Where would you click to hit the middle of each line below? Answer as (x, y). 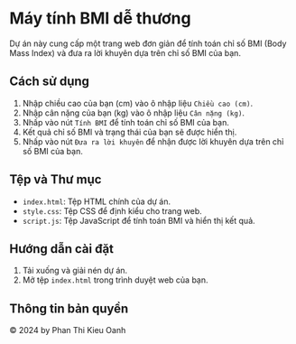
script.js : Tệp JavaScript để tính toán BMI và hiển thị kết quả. (139, 220)
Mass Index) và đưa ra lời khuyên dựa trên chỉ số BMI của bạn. (125, 52)
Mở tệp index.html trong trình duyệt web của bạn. (116, 280)
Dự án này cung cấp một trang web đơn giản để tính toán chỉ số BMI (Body (148, 43)
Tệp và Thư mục (55, 180)
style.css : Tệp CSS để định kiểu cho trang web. (112, 210)
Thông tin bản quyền (69, 308)
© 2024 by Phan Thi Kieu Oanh (68, 330)
